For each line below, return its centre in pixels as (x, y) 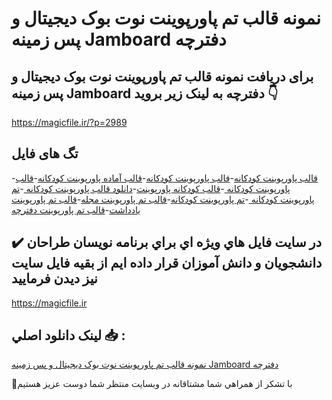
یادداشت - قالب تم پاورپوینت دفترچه (76, 209)
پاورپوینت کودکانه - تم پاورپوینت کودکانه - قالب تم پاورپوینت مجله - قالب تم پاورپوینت (163, 199)
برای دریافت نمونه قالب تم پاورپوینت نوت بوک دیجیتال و (162, 76)
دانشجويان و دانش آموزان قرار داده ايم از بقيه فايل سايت (167, 263)
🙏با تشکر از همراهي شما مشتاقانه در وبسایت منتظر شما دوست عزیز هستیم (152, 384)
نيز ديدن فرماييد (54, 278)
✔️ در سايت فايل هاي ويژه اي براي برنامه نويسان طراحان (167, 242)
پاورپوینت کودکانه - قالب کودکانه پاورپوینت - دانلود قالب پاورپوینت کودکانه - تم (151, 188)
